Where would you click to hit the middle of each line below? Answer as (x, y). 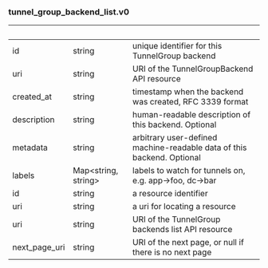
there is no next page (172, 252)
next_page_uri (39, 247)
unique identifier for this (177, 46)
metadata (30, 148)
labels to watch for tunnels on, (189, 171)
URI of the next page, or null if (189, 242)
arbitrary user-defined (175, 138)
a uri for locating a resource (185, 207)
